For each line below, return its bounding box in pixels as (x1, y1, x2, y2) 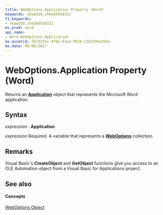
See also (5, 180, 32, 188)
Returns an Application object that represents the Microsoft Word (5, 91, 138, 97)
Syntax (5, 111, 27, 119)
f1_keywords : (5, 16, 32, 21)
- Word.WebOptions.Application (5, 35, 69, 40)
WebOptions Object (5, 204, 45, 210)
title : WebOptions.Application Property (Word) (5, 7, 104, 12)
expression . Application (5, 123, 55, 130)
